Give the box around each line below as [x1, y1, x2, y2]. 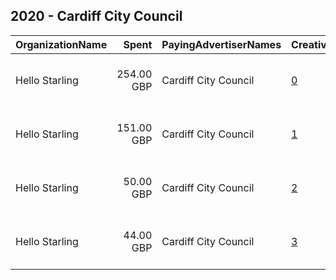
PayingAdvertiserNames [161, 37, 282, 51]
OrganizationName [15, 37, 108, 51]
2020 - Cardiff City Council [10, 8, 183, 25]
